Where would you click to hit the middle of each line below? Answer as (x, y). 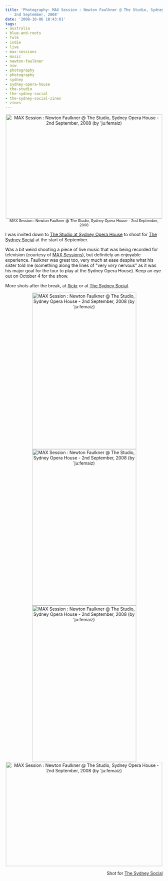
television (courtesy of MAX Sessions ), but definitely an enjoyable (73, 255)
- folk (12, 38)
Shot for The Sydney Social (135, 873)
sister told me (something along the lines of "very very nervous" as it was (81, 265)
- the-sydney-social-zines (33, 98)
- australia (17, 29)
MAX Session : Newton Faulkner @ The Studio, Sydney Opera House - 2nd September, (84, 221)
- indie (13, 43)
